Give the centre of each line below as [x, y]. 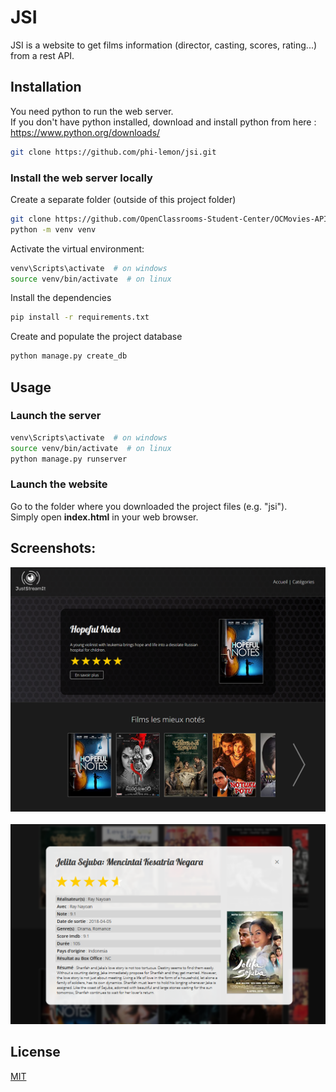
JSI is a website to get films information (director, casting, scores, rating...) [164, 45]
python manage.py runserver [69, 459]
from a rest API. [42, 55]
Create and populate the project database [96, 337]
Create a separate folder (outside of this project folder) [123, 199]
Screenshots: [53, 548]
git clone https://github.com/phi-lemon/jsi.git [113, 152]
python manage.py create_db [69, 356]
